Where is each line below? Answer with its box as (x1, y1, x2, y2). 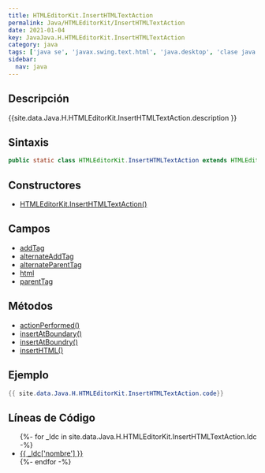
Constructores (8, 178, 81, 192)
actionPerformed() (19, 320, 80, 330)
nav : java (15, 63, 47, 71)
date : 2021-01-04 (8, 26, 65, 34)
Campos (8, 222, 50, 236)
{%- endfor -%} (19, 457, 72, 467)
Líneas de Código (8, 411, 96, 424)
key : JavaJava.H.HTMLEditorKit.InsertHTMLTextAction (8, 33, 185, 42)
